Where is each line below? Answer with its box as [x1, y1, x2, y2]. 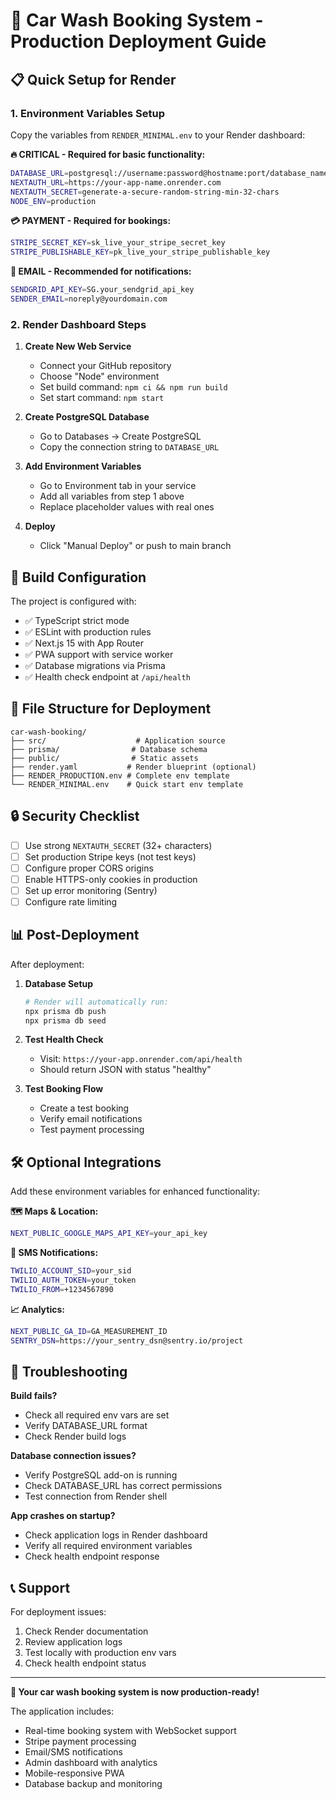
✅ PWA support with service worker [24, 648, 174, 660]
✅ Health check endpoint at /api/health [24, 670, 191, 683]
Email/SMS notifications [24, 1746, 123, 1758]
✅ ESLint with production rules [24, 625, 152, 638]
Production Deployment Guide [10, 30, 267, 53]
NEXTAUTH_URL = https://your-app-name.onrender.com [10, 177, 222, 188]
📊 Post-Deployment [10, 927, 140, 944]
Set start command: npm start [39, 392, 165, 404]
